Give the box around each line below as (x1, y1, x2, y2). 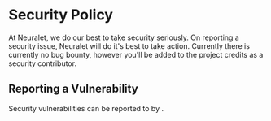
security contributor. (8, 58, 77, 68)
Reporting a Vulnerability (8, 82, 138, 96)
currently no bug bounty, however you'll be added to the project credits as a (8, 50, 264, 59)
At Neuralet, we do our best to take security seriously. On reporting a (8, 32, 240, 42)
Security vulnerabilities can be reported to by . (8, 103, 164, 113)
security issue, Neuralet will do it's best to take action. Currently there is (8, 41, 251, 50)
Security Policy (8, 6, 114, 24)
